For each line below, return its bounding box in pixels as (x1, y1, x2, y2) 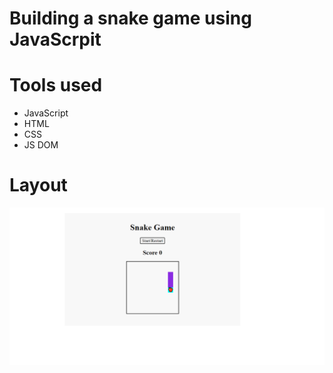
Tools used (9, 74, 103, 97)
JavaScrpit (9, 28, 102, 51)
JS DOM (23, 139, 59, 151)
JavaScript (23, 107, 69, 119)
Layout (9, 174, 68, 197)
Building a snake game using (9, 7, 252, 30)
